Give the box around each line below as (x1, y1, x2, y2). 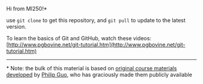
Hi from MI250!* (6, 5, 47, 12)
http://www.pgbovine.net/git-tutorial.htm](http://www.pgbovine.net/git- (8, 41, 185, 48)
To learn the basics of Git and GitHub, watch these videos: (6, 35, 152, 41)
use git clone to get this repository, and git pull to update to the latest (6, 17, 186, 23)
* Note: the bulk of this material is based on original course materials (6, 65, 177, 71)
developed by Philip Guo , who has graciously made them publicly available (6, 71, 192, 78)
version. (6, 23, 27, 30)
